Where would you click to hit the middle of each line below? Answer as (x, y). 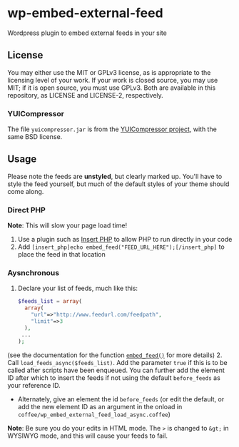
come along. (26, 191)
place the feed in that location (61, 255)
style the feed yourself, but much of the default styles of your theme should (118, 184)
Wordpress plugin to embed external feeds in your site (87, 33)
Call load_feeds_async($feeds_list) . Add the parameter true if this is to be (117, 362)
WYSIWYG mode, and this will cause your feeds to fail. (88, 436)
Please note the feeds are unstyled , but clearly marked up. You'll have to (115, 176)
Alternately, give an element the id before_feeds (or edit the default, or (121, 399)
